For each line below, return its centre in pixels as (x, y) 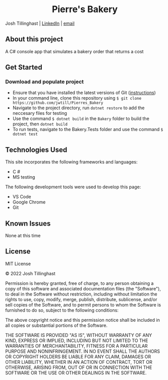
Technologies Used (36, 150)
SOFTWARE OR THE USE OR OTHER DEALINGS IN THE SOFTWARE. (76, 372)
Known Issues (28, 223)
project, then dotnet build (40, 124)
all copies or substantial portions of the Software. (56, 325)
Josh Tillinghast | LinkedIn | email (40, 23)
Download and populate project (45, 82)
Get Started (24, 68)
